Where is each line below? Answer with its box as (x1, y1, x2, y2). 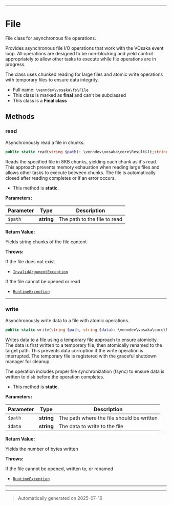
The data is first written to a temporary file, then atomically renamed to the (5, 342, 162, 348)
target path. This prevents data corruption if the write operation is (5, 347, 143, 353)
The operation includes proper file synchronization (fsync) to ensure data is (5, 368, 165, 374)
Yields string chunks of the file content (5, 239, 87, 245)
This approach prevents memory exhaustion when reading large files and (5, 164, 160, 170)
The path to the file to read (58, 216, 123, 223)
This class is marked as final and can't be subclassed (12, 92, 126, 98)
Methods (5, 112, 35, 121)
